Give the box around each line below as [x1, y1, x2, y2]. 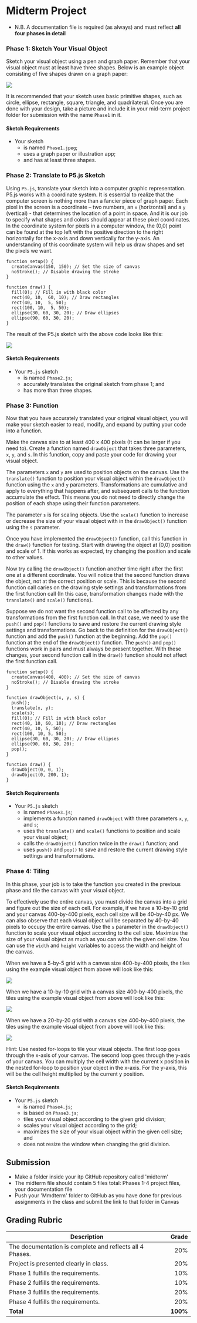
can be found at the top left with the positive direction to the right [6, 228, 164, 236]
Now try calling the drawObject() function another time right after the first [6, 565, 184, 572]
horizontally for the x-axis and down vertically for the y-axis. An [6, 234, 160, 241]
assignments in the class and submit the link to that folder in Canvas [14, 1198, 179, 1205]
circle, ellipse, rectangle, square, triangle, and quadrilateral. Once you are [6, 99, 184, 106]
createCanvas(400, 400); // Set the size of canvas [11, 674, 141, 680]
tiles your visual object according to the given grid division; [23, 1115, 166, 1123]
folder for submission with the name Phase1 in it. [6, 112, 122, 119]
